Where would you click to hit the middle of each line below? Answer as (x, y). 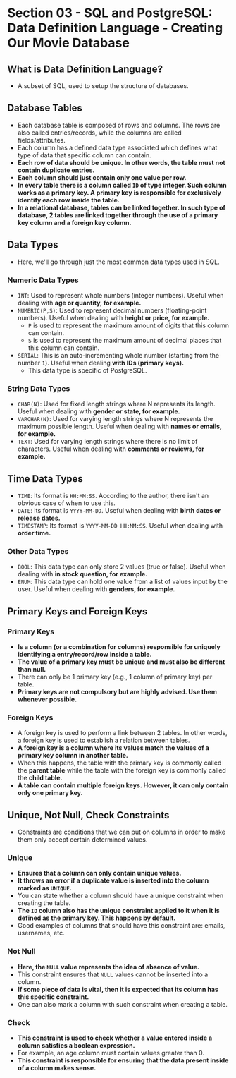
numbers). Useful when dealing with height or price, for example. (113, 317)
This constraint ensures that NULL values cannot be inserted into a (113, 974)
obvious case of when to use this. (67, 503)
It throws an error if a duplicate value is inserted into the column (113, 880)
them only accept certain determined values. (82, 840)
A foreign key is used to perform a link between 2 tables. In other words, (122, 733)
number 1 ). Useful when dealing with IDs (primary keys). (101, 363)
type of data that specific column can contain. (84, 155)
